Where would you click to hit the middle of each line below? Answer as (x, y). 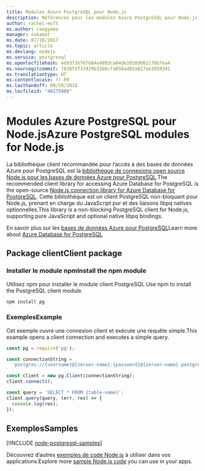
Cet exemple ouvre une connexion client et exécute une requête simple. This (102, 330)
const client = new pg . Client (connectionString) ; (71, 376)
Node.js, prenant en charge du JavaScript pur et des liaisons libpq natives (99, 203)
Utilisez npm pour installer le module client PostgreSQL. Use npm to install (99, 284)
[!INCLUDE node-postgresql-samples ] (54, 443)
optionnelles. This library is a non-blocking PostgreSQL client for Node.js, (98, 209)
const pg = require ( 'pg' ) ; (41, 348)
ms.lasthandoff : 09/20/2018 (42, 86)
